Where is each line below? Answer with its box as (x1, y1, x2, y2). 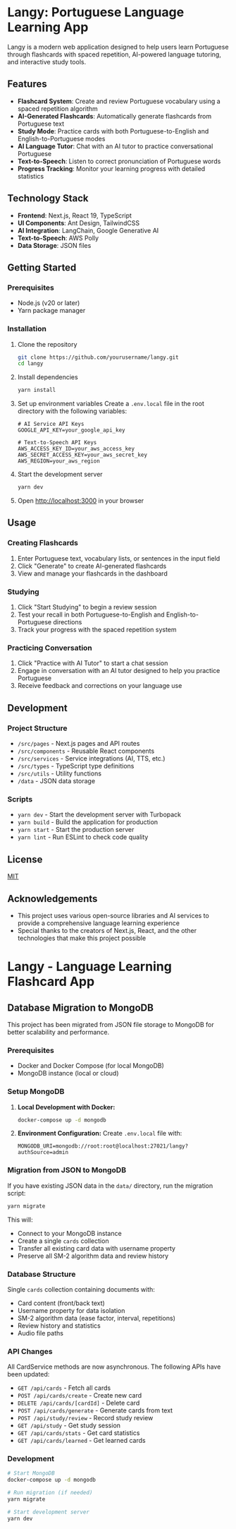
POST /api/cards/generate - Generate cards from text (17, 1406, 173, 1415)
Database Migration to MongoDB (7, 1001, 154, 1013)
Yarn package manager (17, 307, 86, 315)
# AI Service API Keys (17, 421, 85, 428)
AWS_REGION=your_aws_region (17, 458, 100, 465)
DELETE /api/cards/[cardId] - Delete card (17, 1399, 140, 1408)
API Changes (7, 1346, 53, 1356)
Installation (7, 324, 47, 334)
